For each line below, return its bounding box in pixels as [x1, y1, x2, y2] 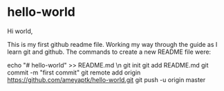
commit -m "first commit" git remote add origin [7, 68, 141, 77]
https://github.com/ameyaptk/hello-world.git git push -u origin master [7, 75, 206, 83]
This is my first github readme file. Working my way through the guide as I [7, 40, 218, 48]
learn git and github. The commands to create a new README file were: [7, 48, 212, 56]
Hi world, [7, 27, 33, 35]
